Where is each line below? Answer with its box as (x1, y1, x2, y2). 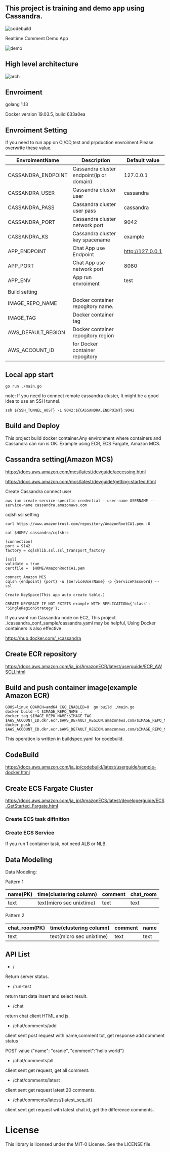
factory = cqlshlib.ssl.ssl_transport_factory (5, 548, 105, 553)
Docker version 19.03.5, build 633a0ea (5, 111, 86, 117)
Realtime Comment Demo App (5, 35, 68, 41)
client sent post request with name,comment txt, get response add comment (5, 1032, 165, 1038)
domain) (72, 178, 93, 185)
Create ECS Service (5, 829, 55, 836)
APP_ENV (8, 277, 31, 284)
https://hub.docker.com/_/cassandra (5, 635, 81, 641)
